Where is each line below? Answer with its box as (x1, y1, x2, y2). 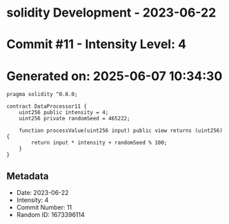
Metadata (6, 170, 49, 182)
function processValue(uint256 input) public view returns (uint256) (19, 127, 223, 134)
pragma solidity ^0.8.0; (6, 91, 78, 98)
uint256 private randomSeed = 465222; (19, 115, 130, 122)
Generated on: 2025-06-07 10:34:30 (6, 68, 223, 84)
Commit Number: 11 (16, 203, 72, 212)
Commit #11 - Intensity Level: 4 (6, 37, 187, 53)
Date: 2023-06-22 (16, 189, 69, 197)
